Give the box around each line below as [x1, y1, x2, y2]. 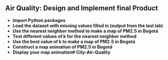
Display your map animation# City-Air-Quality [12, 49, 111, 55]
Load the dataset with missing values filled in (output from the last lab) [12, 22, 163, 28]
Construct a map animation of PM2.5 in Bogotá [12, 43, 113, 49]
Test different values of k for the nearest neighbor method [12, 33, 137, 39]
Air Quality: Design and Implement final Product [5, 4, 158, 12]
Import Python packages [12, 17, 66, 23]
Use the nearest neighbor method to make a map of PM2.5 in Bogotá [12, 27, 158, 34]
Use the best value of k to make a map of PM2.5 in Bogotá [12, 38, 136, 44]
